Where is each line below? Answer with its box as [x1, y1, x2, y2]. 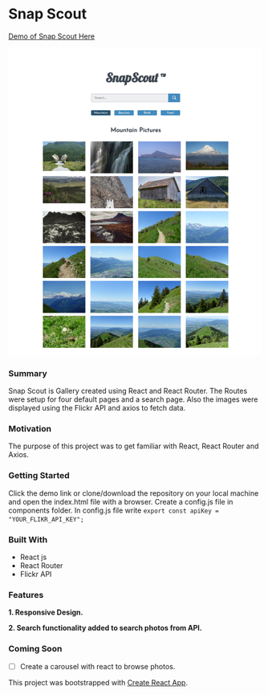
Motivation [8, 423, 52, 435]
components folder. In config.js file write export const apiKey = [8, 505, 219, 515]
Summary [8, 367, 48, 378]
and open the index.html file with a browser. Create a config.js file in [8, 497, 233, 506]
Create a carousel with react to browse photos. [19, 661, 176, 671]
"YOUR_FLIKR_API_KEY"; [8, 515, 84, 523]
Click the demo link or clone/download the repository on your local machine [8, 488, 259, 498]
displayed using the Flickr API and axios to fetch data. [8, 403, 186, 413]
